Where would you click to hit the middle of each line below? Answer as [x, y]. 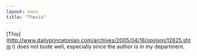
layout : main [22, 11]
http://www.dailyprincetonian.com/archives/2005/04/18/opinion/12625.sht [99, 40]
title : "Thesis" [26, 17]
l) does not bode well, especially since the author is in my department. [98, 46]
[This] [13, 34]
